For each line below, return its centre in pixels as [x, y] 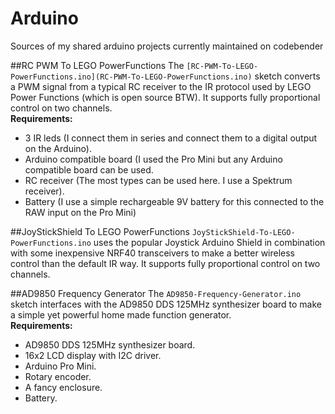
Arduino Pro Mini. [60, 366]
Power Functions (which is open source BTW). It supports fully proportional [165, 97]
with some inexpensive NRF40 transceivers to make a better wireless [153, 253]
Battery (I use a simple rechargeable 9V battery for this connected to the [174, 201]
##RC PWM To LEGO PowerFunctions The [97, 65]
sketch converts [287, 76]
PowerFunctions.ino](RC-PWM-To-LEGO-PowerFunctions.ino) [131, 77]
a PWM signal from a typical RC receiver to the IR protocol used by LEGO [161, 86]
